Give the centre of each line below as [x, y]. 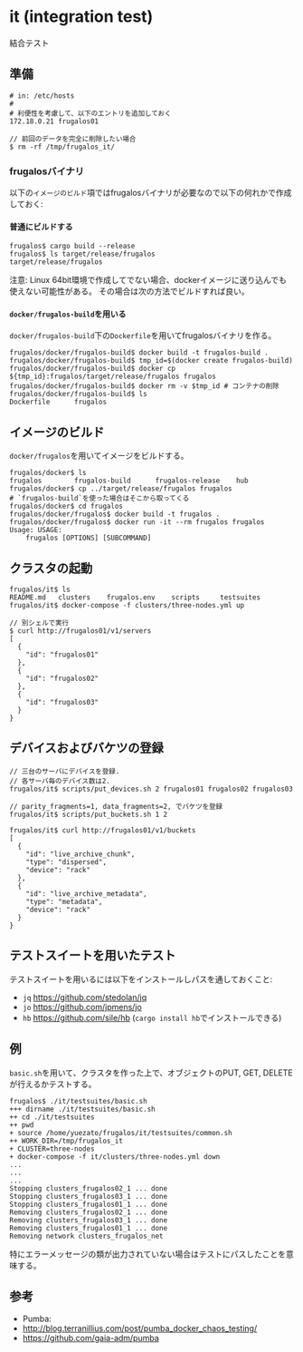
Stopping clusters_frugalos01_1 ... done [89, 1204]
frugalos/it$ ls [40, 590]
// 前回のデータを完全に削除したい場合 [73, 139]
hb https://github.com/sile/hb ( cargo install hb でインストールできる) [152, 1017]
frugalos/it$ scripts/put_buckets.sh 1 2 [89, 814]
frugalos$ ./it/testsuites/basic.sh [78, 1101]
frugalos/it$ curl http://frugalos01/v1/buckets [103, 830]
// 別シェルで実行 [39, 623]
